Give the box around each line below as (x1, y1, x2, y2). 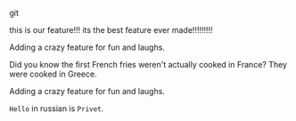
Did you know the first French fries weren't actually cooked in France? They (9, 60, 288, 69)
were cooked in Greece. (9, 69, 97, 79)
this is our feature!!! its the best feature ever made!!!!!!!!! (9, 25, 213, 35)
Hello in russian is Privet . (9, 103, 104, 114)
